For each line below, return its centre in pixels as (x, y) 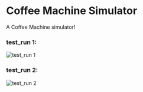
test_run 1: (22, 42)
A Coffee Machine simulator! (41, 27)
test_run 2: (22, 70)
